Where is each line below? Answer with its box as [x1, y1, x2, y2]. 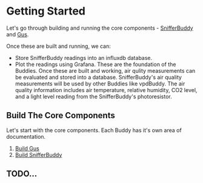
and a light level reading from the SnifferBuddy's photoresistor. [15, 93, 172, 100]
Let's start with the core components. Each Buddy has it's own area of [6, 126, 182, 134]
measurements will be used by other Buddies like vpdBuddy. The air [15, 80, 185, 87]
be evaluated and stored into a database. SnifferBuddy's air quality [15, 73, 182, 81]
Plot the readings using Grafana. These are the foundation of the [15, 61, 176, 68]
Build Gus [15, 144, 39, 152]
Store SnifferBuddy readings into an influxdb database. [15, 54, 153, 61]
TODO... [6, 168, 38, 179]
